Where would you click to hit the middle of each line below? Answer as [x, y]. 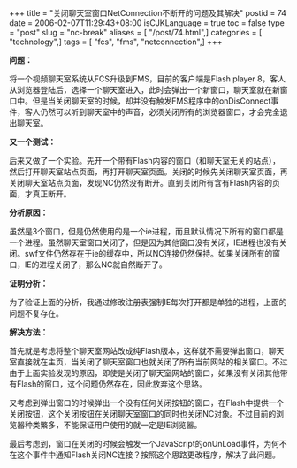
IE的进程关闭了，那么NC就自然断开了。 [95, 265]
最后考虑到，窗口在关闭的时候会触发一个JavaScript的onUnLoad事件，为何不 [148, 444]
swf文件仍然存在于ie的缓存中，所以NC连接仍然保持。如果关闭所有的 [148, 253]
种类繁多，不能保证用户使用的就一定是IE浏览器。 [113, 425]
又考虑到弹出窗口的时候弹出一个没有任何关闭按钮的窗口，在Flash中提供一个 [147, 403]
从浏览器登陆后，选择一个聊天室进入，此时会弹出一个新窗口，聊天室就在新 [145, 90]
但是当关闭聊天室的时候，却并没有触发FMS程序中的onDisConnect [152, 101]
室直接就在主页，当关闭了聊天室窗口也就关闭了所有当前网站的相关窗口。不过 [148, 362]
